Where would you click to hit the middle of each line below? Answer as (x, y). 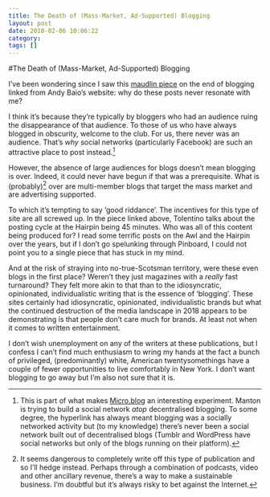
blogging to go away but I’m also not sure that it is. (92, 377)
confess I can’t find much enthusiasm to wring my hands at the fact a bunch (134, 352)
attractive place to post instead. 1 (62, 151)
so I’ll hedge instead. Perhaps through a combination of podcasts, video (139, 467)
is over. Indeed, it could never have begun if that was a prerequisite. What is (134, 176)
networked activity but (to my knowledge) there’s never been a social (134, 426)
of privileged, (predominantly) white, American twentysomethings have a (129, 361)
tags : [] (23, 46)
